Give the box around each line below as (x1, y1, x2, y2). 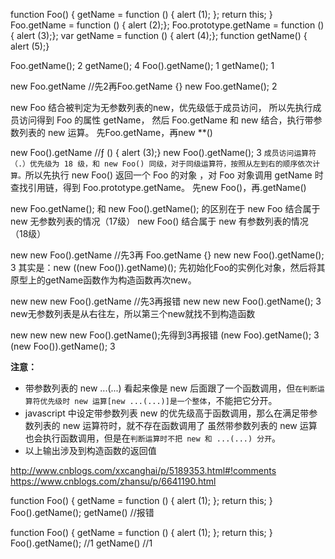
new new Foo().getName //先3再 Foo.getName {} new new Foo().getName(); (10, 249, 325, 261)
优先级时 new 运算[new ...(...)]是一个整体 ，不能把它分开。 (39, 395, 278, 406)
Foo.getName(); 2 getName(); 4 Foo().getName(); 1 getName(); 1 (10, 60, 275, 71)
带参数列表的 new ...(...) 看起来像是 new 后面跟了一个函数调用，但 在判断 (24, 382, 318, 394)
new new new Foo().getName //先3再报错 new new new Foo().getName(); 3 (10, 295, 322, 307)
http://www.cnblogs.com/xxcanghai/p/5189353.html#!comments (10, 465, 277, 476)
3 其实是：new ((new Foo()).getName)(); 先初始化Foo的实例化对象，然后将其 (10, 262, 326, 273)
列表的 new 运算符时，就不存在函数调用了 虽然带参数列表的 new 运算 (33, 420, 318, 431)
